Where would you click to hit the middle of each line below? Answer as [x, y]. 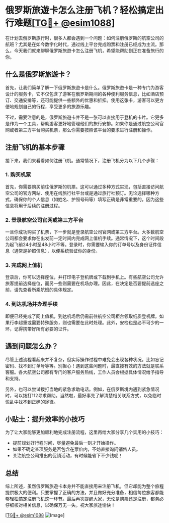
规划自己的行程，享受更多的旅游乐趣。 [54, 106]
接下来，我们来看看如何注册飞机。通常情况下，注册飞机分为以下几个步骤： [82, 160]
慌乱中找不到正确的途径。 [32, 402]
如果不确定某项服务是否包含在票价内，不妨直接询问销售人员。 [76, 449]
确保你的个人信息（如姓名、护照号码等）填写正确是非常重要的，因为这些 [89, 199]
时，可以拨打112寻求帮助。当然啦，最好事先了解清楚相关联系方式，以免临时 [83, 395]
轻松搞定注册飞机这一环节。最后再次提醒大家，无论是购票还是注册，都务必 [87, 499]
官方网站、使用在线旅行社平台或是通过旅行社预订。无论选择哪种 [89, 193]
